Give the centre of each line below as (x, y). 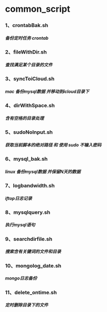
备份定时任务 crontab (27, 38)
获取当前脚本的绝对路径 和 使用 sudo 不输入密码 (53, 145)
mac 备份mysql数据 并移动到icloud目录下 (47, 91)
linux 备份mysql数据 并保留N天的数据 (43, 171)
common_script (38, 9)
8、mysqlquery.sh (28, 212)
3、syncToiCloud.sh (30, 79)
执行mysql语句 (20, 225)
